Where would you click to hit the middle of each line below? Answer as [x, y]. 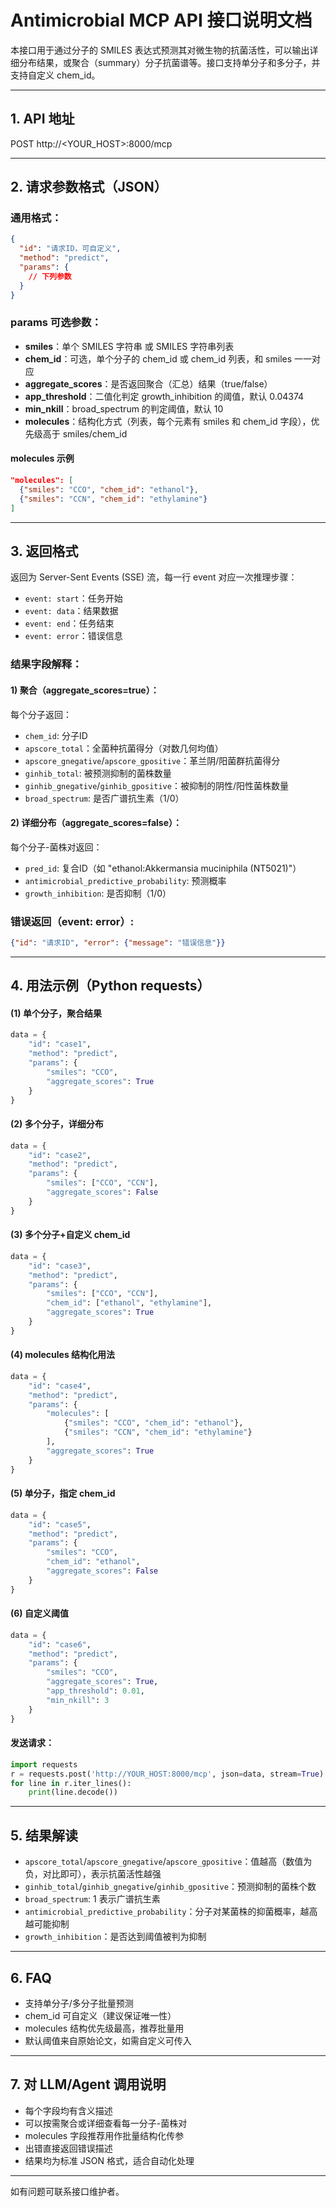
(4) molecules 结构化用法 [63, 1355]
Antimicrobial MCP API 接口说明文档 [161, 20]
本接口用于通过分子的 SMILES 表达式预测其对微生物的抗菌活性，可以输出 [160, 50]
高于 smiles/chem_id [85, 433]
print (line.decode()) [73, 1792]
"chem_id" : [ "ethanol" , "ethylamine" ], [129, 1303]
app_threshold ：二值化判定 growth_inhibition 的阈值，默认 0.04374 [164, 396]
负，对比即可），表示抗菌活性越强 [93, 1874]
